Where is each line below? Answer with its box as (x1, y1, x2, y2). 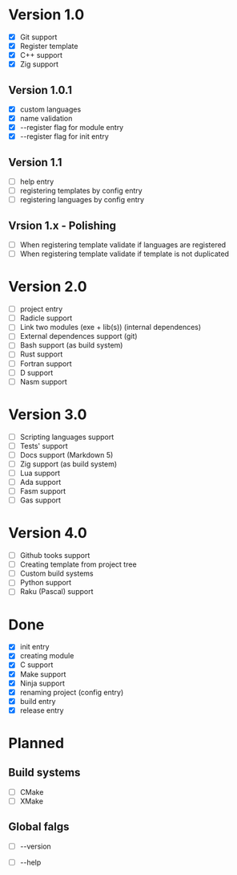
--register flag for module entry (19, 123, 124, 132)
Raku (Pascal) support (19, 587, 94, 596)
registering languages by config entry (19, 195, 145, 205)
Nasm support (19, 376, 68, 386)
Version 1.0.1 (8, 83, 73, 97)
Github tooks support (19, 551, 90, 560)
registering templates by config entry (19, 186, 143, 196)
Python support (19, 578, 72, 588)
